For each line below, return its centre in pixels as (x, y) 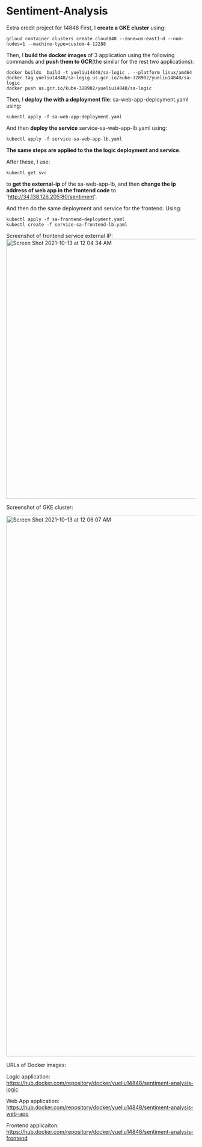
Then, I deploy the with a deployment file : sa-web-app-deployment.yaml (97, 99)
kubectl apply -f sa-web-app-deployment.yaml (64, 117)
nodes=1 (16, 44)
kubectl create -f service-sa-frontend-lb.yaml (67, 224)
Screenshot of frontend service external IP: (60, 236)
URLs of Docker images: (36, 1065)
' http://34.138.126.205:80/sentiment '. (52, 196)
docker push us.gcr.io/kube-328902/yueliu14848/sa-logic (79, 88)
